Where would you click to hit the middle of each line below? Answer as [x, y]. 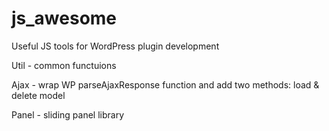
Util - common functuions [64, 65]
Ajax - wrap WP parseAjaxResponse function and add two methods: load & [165, 84]
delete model [38, 95]
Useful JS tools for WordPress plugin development [115, 46]
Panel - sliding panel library [68, 114]
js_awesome [64, 18]
